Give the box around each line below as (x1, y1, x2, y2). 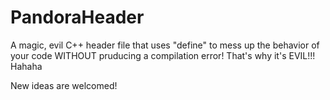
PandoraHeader (10, 6, 145, 29)
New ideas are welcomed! (10, 79, 118, 91)
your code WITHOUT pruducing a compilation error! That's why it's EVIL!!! (10, 49, 316, 61)
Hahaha (10, 60, 43, 72)
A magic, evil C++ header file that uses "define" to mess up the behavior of (10, 39, 320, 51)
